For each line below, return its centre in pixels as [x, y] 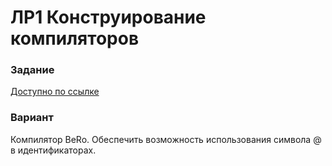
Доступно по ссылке [55, 92]
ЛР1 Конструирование [108, 17]
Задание [32, 70]
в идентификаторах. [53, 150]
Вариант [32, 118]
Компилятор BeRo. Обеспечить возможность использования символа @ [166, 139]
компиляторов [75, 38]
